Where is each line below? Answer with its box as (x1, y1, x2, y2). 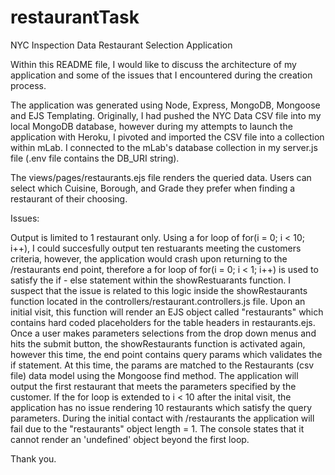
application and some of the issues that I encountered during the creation (10, 69, 313, 81)
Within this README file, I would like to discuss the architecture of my (10, 58, 297, 70)
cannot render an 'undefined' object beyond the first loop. (10, 433, 250, 445)
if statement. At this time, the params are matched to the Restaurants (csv (10, 359, 315, 371)
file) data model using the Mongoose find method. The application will (10, 369, 299, 381)
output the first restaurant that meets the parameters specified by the (10, 380, 297, 392)
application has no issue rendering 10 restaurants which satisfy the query (10, 401, 313, 413)
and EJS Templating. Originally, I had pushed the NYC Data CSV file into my (10, 109, 322, 121)
